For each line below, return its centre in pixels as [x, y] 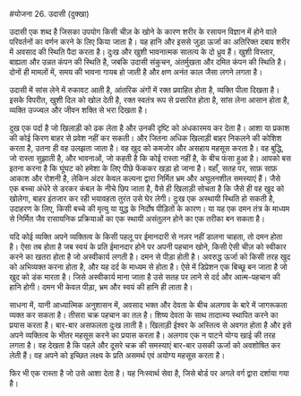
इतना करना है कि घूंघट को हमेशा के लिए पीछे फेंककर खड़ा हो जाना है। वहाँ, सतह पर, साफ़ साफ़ [143, 168]
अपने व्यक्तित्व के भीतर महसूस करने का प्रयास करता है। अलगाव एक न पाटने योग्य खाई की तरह [142, 335]
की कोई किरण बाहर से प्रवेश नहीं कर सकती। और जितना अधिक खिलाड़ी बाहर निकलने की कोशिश [146, 138]
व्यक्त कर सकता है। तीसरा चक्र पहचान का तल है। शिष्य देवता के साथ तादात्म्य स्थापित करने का [144, 315]
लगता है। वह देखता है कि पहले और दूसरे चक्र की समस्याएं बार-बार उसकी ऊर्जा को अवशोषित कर [145, 345]
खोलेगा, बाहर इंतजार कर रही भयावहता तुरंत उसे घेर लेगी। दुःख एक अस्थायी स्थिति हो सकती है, [142, 198]
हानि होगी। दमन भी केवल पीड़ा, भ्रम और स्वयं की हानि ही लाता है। [101, 287]
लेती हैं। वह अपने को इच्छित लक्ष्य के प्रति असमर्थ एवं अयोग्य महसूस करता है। [117, 355]
